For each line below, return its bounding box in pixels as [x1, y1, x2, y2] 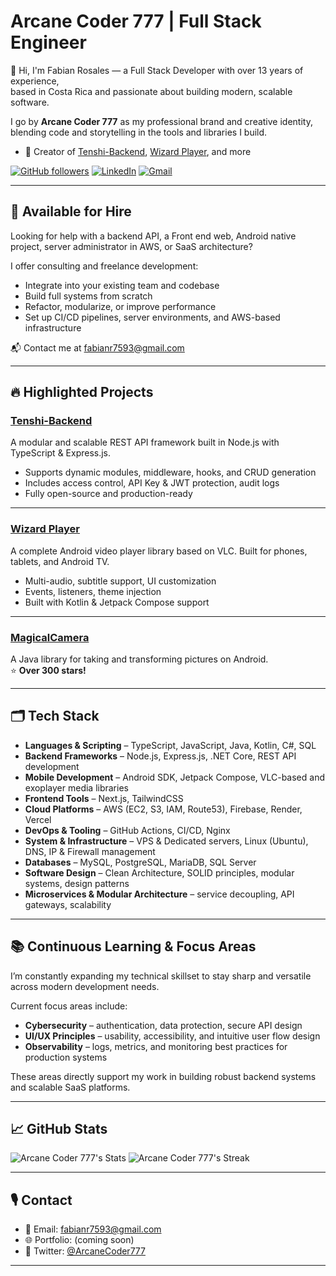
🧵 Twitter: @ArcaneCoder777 [24, 1245, 146, 1257]
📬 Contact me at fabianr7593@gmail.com [10, 341, 185, 354]
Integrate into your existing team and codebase [24, 279, 220, 291]
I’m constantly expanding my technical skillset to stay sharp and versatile [10, 970, 312, 982]
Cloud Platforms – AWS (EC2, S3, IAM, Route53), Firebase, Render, [24, 803, 303, 815]
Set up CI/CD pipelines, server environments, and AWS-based [24, 311, 281, 323]
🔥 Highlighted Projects [10, 384, 154, 401]
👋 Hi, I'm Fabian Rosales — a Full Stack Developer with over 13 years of [10, 64, 304, 76]
